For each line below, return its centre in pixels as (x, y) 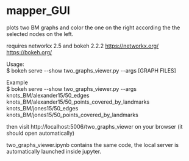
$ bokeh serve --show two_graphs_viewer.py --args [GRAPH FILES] (91, 70)
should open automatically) (41, 133)
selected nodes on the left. (40, 34)
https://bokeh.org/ (29, 52)
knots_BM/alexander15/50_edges (48, 95)
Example (17, 82)
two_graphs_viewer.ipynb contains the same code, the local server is (92, 145)
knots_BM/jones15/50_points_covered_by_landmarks (72, 115)
